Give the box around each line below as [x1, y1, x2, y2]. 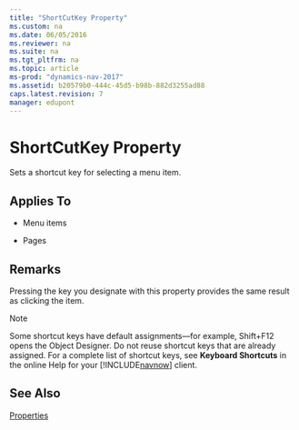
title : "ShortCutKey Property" [9, 13, 128, 23]
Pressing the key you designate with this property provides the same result [9, 285, 290, 296]
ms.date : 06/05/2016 [9, 30, 88, 39]
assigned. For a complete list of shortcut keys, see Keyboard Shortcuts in [9, 349, 287, 360]
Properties [9, 410, 49, 421]
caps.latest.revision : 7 [9, 89, 104, 98]
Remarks [9, 261, 62, 277]
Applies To [9, 193, 72, 209]
